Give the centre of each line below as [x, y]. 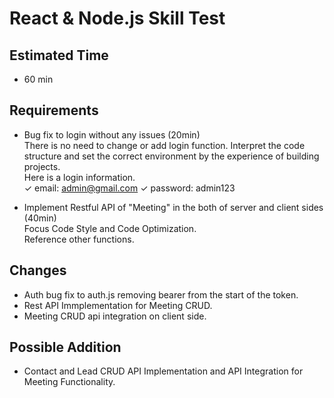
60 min [38, 79]
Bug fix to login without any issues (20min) [112, 134]
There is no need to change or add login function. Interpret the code [164, 145]
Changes [38, 270]
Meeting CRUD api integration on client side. [115, 316]
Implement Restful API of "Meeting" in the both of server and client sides [173, 207]
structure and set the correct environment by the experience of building [171, 156]
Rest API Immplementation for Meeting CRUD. [118, 305]
